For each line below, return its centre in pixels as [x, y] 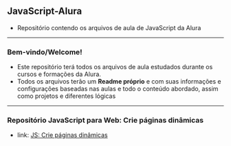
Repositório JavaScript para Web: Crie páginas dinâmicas [106, 121]
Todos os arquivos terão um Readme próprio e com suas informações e [119, 82]
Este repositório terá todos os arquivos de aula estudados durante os [115, 67]
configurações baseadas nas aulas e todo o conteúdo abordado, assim [118, 89]
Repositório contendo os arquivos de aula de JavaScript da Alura [109, 27]
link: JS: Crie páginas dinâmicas [62, 135]
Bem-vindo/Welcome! [45, 52]
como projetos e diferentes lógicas [66, 96]
